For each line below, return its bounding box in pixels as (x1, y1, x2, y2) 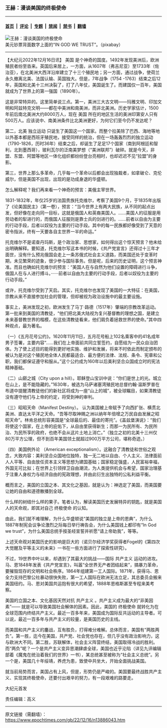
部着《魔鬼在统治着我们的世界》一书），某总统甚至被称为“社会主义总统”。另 (5, 652, 160, 658)
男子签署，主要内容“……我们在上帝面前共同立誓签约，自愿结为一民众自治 (5, 340, 154, 346)
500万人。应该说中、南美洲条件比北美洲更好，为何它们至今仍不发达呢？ (5, 117, 153, 123)
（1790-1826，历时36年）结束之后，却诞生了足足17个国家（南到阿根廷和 (5, 140, 154, 146)
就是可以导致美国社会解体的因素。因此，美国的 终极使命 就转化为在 (21, 603, 159, 610)
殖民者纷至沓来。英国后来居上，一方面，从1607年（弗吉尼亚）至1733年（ (5, 63, 155, 69)
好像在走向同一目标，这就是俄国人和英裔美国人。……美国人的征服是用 (18, 210, 161, 216)
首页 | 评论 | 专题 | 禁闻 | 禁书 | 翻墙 (5, 23, 86, 29)
